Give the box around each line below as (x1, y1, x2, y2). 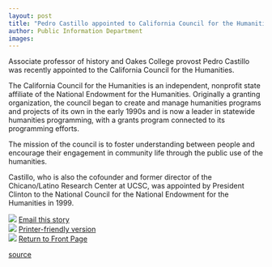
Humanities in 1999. (8, 198, 74, 208)
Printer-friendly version (18, 224, 96, 235)
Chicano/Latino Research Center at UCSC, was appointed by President (8, 181, 244, 191)
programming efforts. (8, 124, 79, 133)
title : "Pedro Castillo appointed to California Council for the (8, 19, 233, 28)
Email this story (18, 215, 70, 225)
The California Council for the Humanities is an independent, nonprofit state (8, 81, 261, 91)
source (8, 250, 32, 260)
